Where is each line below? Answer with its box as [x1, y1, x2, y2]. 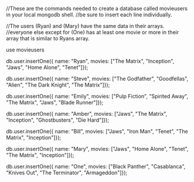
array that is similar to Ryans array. [6, 35, 90, 42]
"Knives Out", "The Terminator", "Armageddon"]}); [6, 169, 128, 176]
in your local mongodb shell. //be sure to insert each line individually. [6, 11, 172, 18]
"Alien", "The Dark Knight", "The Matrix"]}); [6, 81, 110, 88]
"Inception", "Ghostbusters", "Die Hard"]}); [6, 116, 110, 123]
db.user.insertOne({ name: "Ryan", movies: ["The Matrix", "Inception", [6, 58, 175, 64]
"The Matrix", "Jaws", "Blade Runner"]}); [6, 99, 104, 106]
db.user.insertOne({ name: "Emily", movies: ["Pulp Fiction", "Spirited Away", [6, 93, 189, 99]
